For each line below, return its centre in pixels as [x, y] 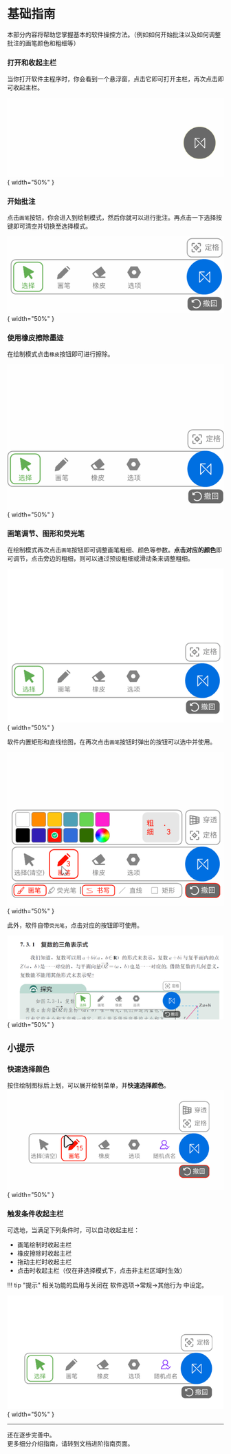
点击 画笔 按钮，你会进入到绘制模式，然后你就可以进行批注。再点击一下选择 [112, 217]
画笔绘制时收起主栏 [44, 1245]
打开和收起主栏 [32, 63]
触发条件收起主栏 [35, 1214]
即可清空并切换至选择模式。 [52, 226]
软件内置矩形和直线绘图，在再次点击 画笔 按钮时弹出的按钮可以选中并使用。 [112, 742]
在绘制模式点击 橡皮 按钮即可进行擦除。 [60, 354]
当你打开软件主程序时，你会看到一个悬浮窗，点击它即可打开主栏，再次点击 [112, 79]
